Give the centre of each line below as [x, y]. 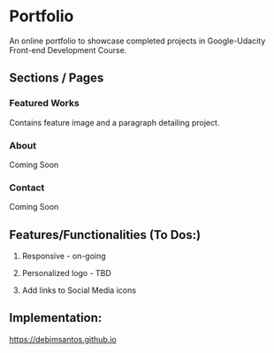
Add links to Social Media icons [79, 290]
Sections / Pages [57, 78]
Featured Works [44, 104]
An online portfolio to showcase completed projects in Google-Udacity [137, 41]
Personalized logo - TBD [67, 273]
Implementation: [56, 318]
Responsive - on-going [64, 256]
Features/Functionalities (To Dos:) [105, 235]
